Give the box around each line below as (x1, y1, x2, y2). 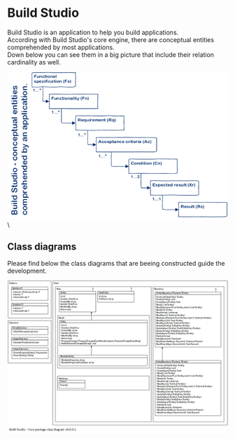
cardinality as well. (7, 58, 61, 66)
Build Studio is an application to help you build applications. (7, 28, 179, 36)
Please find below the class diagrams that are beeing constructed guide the (7, 259, 225, 268)
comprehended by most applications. (7, 43, 115, 51)
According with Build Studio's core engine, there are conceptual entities (7, 35, 215, 43)
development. (7, 266, 47, 275)
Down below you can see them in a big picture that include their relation (7, 50, 215, 59)
